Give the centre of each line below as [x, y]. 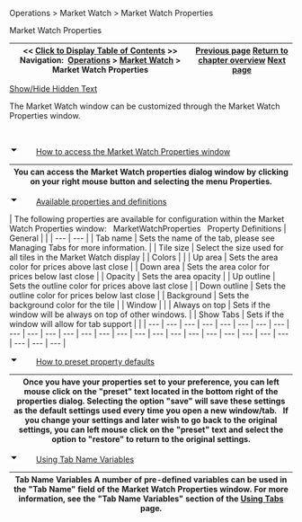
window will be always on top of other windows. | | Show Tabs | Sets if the [147, 314]
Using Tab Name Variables [85, 459]
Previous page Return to [242, 50]
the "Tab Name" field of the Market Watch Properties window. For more [151, 489]
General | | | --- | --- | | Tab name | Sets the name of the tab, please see [142, 238]
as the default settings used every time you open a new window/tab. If [151, 410]
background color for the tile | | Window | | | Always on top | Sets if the [140, 305]
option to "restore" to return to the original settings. [151, 438]
